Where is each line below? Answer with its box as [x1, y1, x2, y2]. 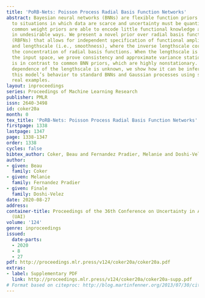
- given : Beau [6, 163, 43, 169]
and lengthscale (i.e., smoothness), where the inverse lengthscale [12, 43, 190, 50]
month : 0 [6, 111, 29, 117]
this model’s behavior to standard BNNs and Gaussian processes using [12, 72, 195, 78]
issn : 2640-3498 [6, 100, 48, 106]
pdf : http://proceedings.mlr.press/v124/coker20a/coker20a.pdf [6, 259, 171, 266]
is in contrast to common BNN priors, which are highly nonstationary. [12, 60, 198, 66]
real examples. [12, 77, 51, 83]
